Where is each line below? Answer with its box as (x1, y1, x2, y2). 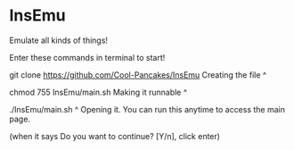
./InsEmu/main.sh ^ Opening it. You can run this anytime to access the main (9, 104, 285, 114)
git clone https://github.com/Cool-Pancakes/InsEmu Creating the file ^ (9, 69, 267, 80)
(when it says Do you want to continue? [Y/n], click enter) (9, 130, 221, 141)
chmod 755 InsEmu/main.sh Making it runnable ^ (9, 87, 188, 97)
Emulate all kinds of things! (9, 35, 109, 46)
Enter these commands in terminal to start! (9, 52, 166, 62)
